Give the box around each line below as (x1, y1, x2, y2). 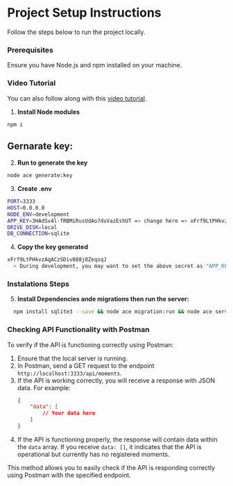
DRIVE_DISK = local (7, 224, 58, 231)
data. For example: (17, 383, 71, 392)
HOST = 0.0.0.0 (7, 204, 45, 211)
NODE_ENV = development (7, 210, 70, 218)
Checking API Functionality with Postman (7, 325, 150, 335)
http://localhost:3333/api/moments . (17, 369, 123, 377)
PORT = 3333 (7, 198, 36, 206)
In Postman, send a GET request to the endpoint (17, 361, 155, 369)
